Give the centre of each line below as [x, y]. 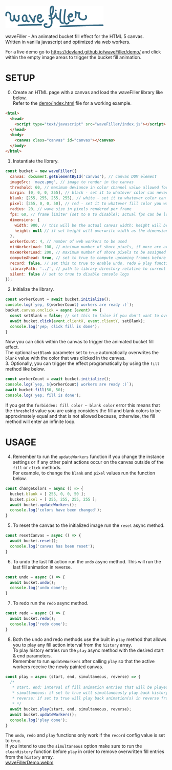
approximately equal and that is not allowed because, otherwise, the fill [80, 416]
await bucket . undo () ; [33, 582]
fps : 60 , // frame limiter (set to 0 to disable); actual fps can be [85, 214]
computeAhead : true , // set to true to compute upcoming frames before [88, 258]
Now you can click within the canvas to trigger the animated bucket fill [79, 342]
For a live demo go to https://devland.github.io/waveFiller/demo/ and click [83, 52]
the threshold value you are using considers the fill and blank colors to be [83, 410]
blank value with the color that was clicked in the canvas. [66, 358]
